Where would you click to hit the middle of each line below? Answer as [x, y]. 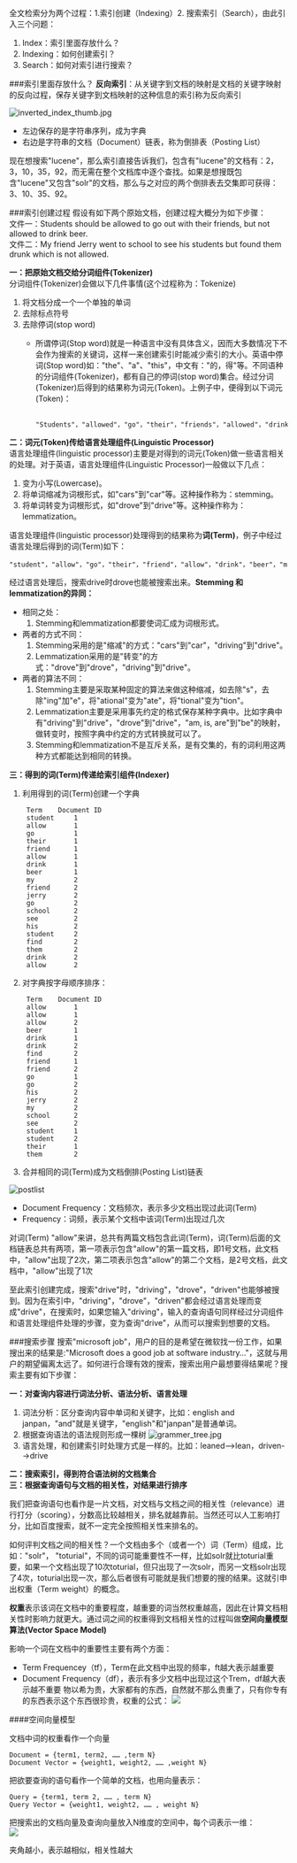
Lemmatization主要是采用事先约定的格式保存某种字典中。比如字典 [155, 712]
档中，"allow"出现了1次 [51, 1271]
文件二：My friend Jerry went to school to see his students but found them [145, 244]
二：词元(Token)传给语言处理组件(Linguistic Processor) [112, 442]
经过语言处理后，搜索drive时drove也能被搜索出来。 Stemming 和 [126, 582]
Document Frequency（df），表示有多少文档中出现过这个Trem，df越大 [150, 1678]
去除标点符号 [45, 313]
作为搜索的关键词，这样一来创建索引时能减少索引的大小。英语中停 [163, 354]
